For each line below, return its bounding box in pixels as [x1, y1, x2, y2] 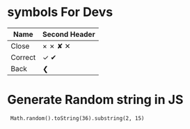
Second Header [42, 29, 95, 39]
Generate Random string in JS [7, 92, 184, 108]
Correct [10, 52, 36, 62]
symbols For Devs [7, 4, 113, 20]
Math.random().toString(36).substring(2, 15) [10, 114, 145, 122]
